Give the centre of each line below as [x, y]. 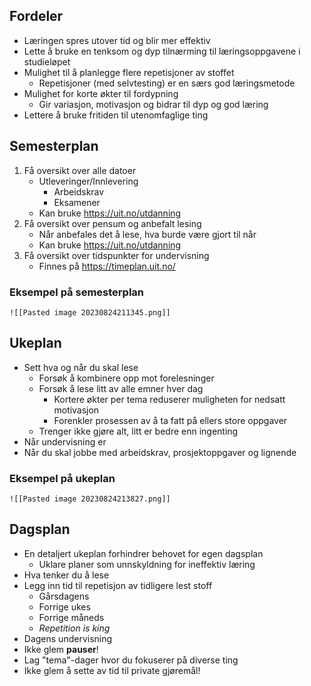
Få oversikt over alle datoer [80, 170]
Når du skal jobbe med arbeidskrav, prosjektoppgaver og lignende [160, 452]
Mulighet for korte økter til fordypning [101, 93]
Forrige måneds [71, 617]
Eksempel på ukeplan [62, 478]
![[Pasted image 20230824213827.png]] [90, 499]
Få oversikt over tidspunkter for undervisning [116, 255]
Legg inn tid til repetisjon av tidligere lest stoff [118, 585]
